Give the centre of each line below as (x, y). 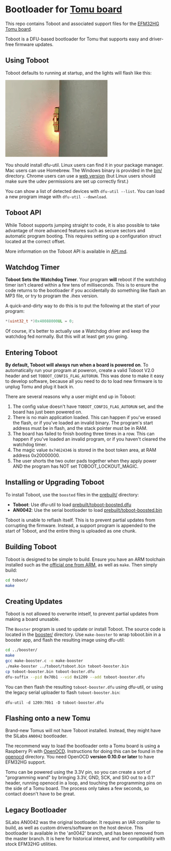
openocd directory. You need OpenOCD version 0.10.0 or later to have (80, 757)
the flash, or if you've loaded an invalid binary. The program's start (83, 423)
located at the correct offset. (35, 241)
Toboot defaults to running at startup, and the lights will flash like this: (79, 73)
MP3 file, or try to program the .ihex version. (52, 296)
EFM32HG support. (26, 762)
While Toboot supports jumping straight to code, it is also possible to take (82, 225)
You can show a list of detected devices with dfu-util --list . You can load (85, 191)
